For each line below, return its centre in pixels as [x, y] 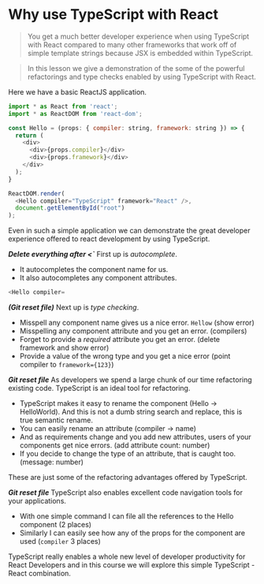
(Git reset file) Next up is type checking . [74, 307]
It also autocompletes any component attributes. [98, 278]
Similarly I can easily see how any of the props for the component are [132, 533]
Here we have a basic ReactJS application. [78, 91]
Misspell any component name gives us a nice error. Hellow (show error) [137, 323]
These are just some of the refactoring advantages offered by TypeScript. [128, 478]
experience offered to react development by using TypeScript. [109, 239]
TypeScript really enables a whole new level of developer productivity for [127, 556]
